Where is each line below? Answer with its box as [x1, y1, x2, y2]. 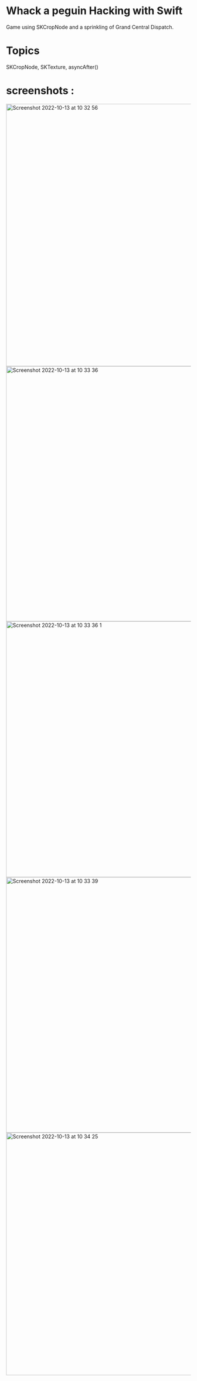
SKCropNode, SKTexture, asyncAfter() [6, 63, 98, 70]
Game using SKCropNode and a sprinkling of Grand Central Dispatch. [6, 23, 174, 30]
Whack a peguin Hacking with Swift [6, 4, 183, 18]
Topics [6, 44, 40, 57]
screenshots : [6, 84, 74, 97]
